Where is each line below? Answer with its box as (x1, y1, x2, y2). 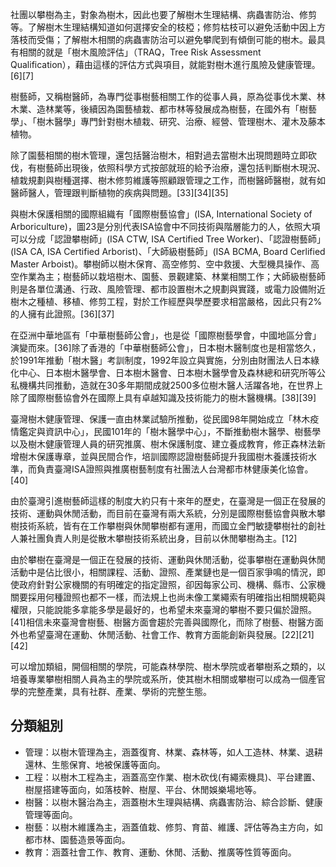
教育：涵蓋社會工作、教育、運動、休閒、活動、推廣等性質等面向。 (24, 846, 297, 858)
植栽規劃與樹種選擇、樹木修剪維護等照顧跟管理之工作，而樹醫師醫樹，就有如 (10, 174, 326, 186)
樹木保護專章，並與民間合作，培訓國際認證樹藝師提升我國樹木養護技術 (18, 451, 308, 462)
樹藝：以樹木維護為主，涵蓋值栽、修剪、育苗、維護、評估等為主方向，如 (24, 821, 323, 833)
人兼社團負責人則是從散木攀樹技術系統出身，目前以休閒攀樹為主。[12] (10, 533, 298, 544)
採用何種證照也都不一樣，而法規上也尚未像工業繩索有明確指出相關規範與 (27, 591, 326, 603)
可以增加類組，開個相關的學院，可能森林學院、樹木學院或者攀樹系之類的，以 (10, 661, 326, 672)
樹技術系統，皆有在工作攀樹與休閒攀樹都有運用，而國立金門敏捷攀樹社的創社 (10, 520, 326, 532)
